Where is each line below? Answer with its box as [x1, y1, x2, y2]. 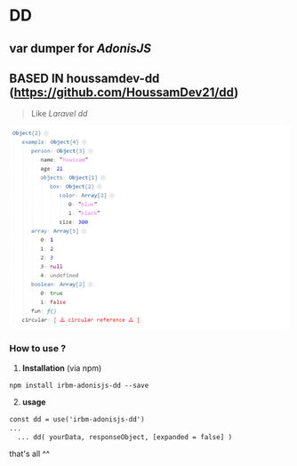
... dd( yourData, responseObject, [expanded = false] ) [17, 432, 233, 441]
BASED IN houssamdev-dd [9, 70, 160, 85]
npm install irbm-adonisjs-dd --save [9, 381, 149, 390]
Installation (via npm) [21, 362, 102, 374]
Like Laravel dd [30, 108, 88, 119]
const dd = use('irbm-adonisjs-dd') [9, 414, 145, 423]
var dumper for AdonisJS [9, 41, 152, 56]
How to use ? [9, 342, 67, 355]
